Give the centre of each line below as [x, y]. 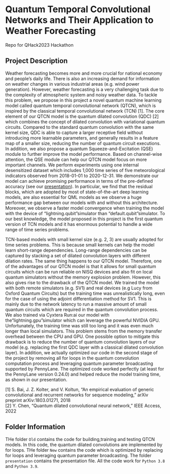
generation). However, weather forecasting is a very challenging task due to [84, 89]
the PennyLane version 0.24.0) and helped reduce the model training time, [83, 374]
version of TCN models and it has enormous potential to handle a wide [79, 224]
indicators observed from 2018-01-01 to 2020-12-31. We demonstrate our [82, 176]
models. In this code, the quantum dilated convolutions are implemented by [84, 445]
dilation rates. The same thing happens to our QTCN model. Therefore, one [83, 261]
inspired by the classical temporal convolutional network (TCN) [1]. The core [85, 111]
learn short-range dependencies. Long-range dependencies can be [76, 250]
